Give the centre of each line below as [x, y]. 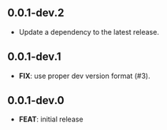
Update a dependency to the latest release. [89, 32]
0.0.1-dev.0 [36, 100]
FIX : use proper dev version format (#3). [84, 76]
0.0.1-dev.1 [34, 57]
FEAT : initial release [51, 119]
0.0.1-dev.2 [36, 13]
